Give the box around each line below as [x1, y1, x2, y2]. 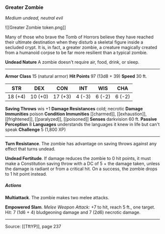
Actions [5, 182, 22, 188]
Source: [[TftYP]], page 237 [5, 224, 61, 230]
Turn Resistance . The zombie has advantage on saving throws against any [5, 141, 157, 147]
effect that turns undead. [5, 146, 55, 152]
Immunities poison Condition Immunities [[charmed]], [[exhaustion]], [5, 111, 147, 117]
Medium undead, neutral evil [5, 15, 63, 21]
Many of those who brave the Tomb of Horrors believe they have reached [5, 34, 154, 40]
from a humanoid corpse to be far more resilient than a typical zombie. [5, 50, 148, 55]
